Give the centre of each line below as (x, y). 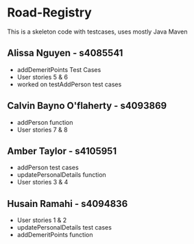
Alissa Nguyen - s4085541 (65, 53)
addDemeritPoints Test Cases (59, 69)
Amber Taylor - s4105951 (62, 151)
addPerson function (45, 122)
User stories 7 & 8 (42, 130)
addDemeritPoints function (55, 235)
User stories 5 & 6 (43, 77)
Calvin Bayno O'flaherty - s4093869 (87, 106)
